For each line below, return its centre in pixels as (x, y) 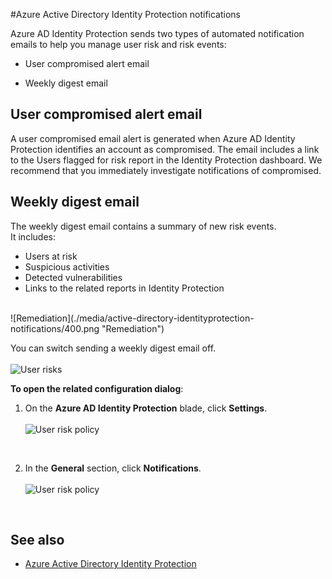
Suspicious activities (67, 266)
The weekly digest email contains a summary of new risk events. (143, 226)
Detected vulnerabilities (73, 277)
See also (37, 540)
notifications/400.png (55, 328)
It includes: (33, 236)
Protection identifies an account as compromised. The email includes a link (165, 149)
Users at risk (51, 256)
